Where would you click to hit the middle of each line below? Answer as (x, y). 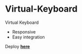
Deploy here (18, 46)
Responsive (24, 32)
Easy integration (28, 37)
